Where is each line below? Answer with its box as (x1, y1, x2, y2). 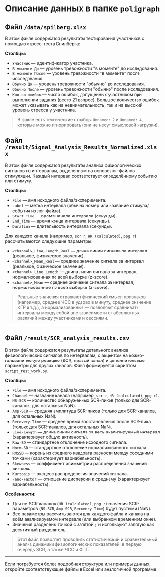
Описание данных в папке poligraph (5, 3, 160, 14)
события (12, 208, 30, 214)
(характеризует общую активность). (12, 434, 88, 440)
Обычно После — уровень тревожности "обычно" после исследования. (12, 86, 160, 92)
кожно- (129, 352, 144, 358)
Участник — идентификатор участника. (12, 60, 93, 66)
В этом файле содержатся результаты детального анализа (5, 347, 129, 353)
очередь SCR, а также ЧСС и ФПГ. (17, 546, 90, 552)
